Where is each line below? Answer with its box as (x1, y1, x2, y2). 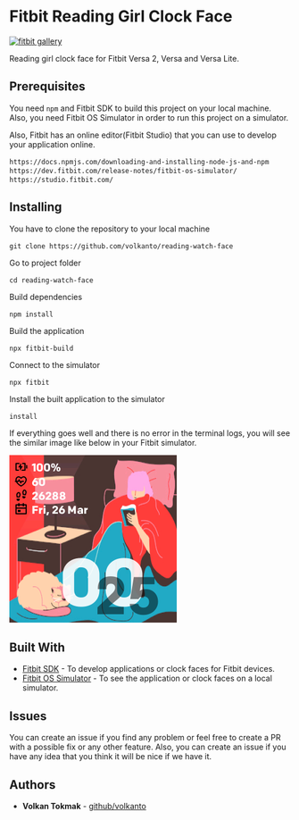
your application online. (9, 138, 96, 149)
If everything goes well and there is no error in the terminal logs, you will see (9, 427, 291, 439)
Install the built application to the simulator (9, 393, 165, 404)
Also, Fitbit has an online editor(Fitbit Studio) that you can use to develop (9, 130, 277, 140)
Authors (9, 777, 56, 792)
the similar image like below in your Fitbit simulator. (9, 437, 197, 448)
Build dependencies (9, 291, 83, 302)
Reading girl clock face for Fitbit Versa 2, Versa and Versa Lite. (9, 53, 239, 63)
